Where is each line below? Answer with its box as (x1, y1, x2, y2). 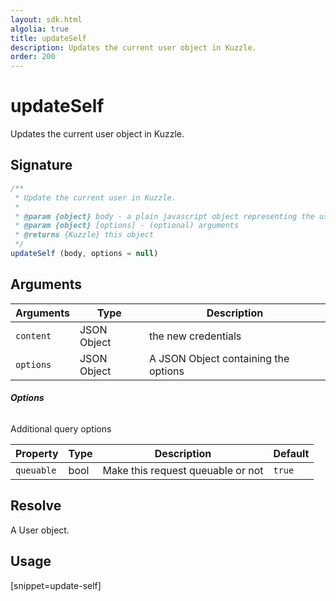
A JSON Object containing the (148, 351, 290, 365)
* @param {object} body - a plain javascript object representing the (14, 211, 315, 221)
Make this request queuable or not (102, 463, 264, 477)
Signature (10, 157, 73, 174)
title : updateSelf (10, 33, 87, 43)
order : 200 (10, 52, 56, 62)
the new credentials (148, 329, 242, 343)
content (15, 330, 52, 341)
